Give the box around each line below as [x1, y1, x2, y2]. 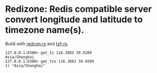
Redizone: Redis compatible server [5, 3, 152, 15]
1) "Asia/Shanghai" [5, 63, 46, 68]
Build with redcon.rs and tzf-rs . [5, 40, 69, 46]
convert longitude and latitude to [5, 14, 143, 25]
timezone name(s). [5, 25, 84, 36]
